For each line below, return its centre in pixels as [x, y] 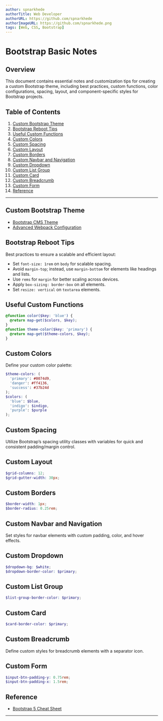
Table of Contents [33, 112]
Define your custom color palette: [39, 365]
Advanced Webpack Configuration [47, 227]
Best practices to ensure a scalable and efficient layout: [61, 254]
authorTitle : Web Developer [34, 14]
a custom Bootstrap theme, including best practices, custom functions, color [82, 86]
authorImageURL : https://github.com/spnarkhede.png [59, 23]
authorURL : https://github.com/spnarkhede [49, 18]
